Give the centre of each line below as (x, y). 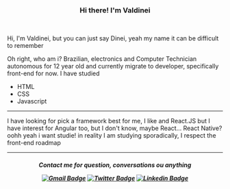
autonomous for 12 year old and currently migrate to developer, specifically (113, 66)
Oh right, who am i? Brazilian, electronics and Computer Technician (102, 59)
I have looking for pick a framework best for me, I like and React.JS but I (108, 121)
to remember (25, 46)
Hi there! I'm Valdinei (115, 10)
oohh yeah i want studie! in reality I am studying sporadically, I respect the (112, 136)
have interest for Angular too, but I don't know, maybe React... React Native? (115, 128)
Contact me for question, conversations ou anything (115, 165)
